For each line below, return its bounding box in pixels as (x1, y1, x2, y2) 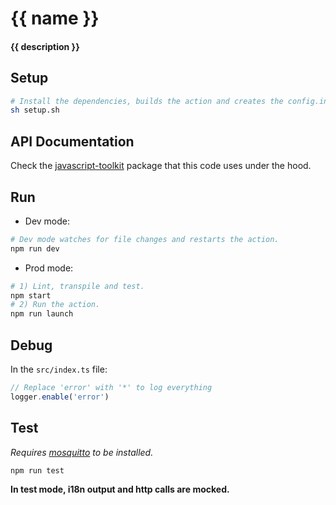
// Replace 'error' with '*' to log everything (10, 383, 213, 393)
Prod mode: (24, 262, 74, 274)
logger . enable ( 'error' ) (10, 392, 110, 402)
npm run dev (10, 243, 60, 254)
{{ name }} (10, 7, 100, 30)
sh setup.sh (10, 105, 60, 116)
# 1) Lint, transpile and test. (10, 281, 145, 291)
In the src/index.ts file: (10, 363, 108, 376)
